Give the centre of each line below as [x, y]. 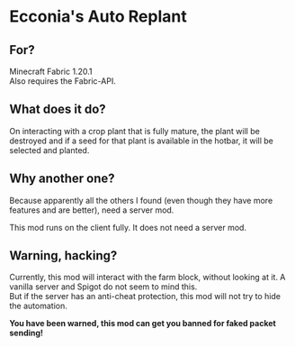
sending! [26, 333]
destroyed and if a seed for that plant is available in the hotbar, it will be [142, 141]
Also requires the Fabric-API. [63, 81]
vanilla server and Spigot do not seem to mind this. [103, 287]
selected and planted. [49, 150]
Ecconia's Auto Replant [98, 17]
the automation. [38, 306]
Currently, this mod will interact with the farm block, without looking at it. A [147, 278]
